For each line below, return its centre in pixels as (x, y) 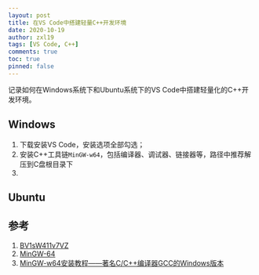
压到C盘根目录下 (46, 164)
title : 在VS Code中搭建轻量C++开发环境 (67, 23)
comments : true (33, 52)
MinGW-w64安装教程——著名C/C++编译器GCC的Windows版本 (122, 262)
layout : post (29, 15)
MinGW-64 (37, 253)
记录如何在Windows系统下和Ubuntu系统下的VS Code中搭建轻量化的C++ (125, 89)
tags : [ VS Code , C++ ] (44, 45)
